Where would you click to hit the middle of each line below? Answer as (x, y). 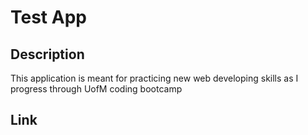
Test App (48, 17)
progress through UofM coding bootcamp (96, 89)
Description (47, 54)
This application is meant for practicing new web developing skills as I (154, 78)
